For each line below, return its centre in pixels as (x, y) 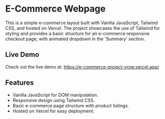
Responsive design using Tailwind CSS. (54, 100)
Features (19, 83)
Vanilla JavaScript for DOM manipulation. (55, 95)
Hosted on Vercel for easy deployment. (53, 111)
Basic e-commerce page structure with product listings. (71, 105)
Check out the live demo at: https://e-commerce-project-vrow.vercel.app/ (82, 67)
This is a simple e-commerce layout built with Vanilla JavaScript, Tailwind (81, 23)
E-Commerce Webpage (55, 9)
